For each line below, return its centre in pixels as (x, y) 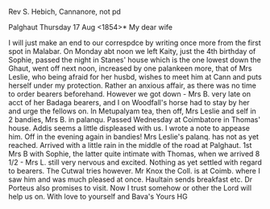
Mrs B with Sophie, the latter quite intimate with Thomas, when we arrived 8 (134, 154)
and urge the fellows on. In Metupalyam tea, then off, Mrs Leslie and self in (132, 111)
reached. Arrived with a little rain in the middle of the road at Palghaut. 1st (130, 145)
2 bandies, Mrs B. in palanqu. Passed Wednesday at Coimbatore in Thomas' (134, 119)
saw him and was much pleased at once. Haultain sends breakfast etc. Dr (131, 179)
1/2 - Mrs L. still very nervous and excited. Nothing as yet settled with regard (135, 162)
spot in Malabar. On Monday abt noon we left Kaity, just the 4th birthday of (132, 51)
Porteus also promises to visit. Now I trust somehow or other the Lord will (130, 188)
